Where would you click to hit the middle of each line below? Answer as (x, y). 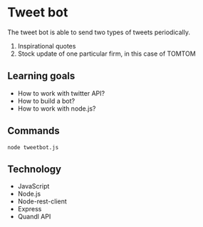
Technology (35, 169)
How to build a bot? (46, 101)
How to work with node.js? (57, 109)
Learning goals (41, 76)
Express (30, 209)
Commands (34, 131)
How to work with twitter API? (61, 93)
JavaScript (33, 186)
